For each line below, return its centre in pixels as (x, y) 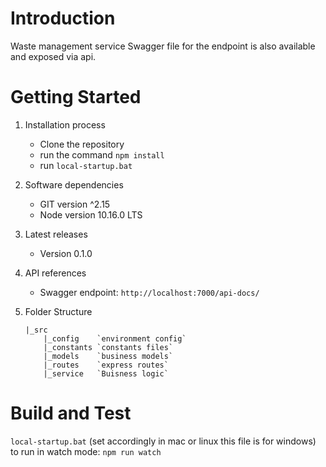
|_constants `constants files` (108, 347)
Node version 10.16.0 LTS (91, 214)
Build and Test (71, 413)
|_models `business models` (108, 356)
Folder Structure (58, 311)
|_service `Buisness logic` (106, 373)
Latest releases (56, 234)
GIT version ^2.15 (75, 204)
